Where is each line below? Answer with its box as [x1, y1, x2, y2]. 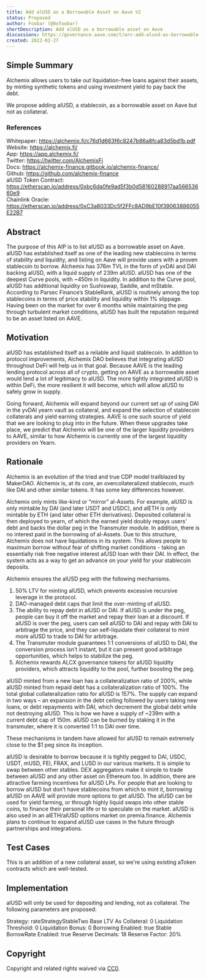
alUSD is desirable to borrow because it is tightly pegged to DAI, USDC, [6, 753, 187, 760]
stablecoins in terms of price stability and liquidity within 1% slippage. [6, 295, 183, 302]
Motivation [6, 333, 49, 343]
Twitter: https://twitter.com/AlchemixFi [6, 157, 104, 164]
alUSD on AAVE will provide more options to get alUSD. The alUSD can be [6, 792, 193, 799]
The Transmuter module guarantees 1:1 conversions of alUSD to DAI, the [15, 639, 198, 646]
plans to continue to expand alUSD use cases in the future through [6, 818, 175, 825]
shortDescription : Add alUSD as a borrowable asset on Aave [6, 26, 164, 33]
